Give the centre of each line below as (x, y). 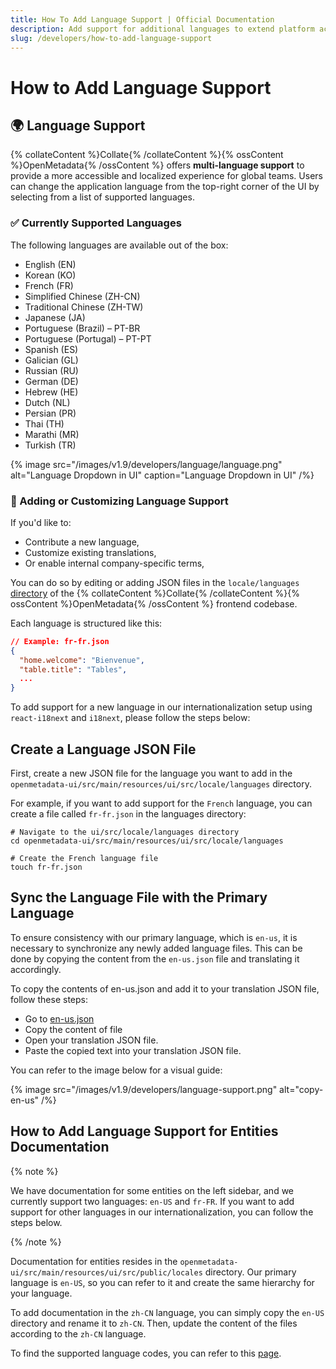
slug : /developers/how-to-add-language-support (111, 38)
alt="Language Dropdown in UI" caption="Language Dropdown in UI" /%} (162, 475)
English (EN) (50, 264)
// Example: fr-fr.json (60, 641)
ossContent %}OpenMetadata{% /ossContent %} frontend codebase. (154, 603)
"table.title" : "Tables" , (73, 669)
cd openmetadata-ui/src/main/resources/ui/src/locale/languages (147, 841)
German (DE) (51, 381)
